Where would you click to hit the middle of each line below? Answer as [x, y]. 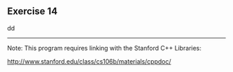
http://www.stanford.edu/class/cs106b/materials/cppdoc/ [89, 61]
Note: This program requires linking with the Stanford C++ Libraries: [104, 48]
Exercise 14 [32, 11]
